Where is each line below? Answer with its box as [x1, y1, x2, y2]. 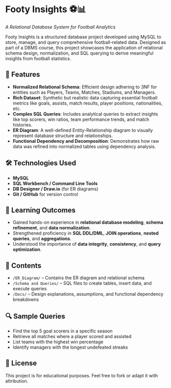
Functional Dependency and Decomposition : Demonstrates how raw [12, 138, 159, 144]
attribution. [5, 378, 29, 384]
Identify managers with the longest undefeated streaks [12, 344, 129, 350]
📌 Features [5, 70, 40, 79]
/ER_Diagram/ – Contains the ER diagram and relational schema [12, 275, 144, 281]
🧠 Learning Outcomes [5, 205, 76, 214]
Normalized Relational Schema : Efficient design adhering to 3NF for [12, 84, 157, 90]
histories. [12, 121, 33, 127]
